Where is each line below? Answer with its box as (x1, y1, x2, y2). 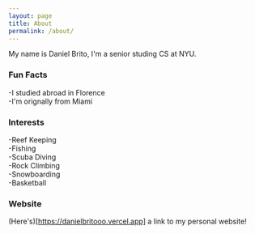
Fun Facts (8, 70, 48, 81)
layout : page (8, 11, 53, 20)
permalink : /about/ (8, 27, 74, 35)
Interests (8, 117, 45, 128)
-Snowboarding (8, 169, 61, 179)
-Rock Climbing (8, 160, 61, 170)
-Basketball (8, 177, 47, 187)
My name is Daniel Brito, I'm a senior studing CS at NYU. (8, 49, 197, 59)
